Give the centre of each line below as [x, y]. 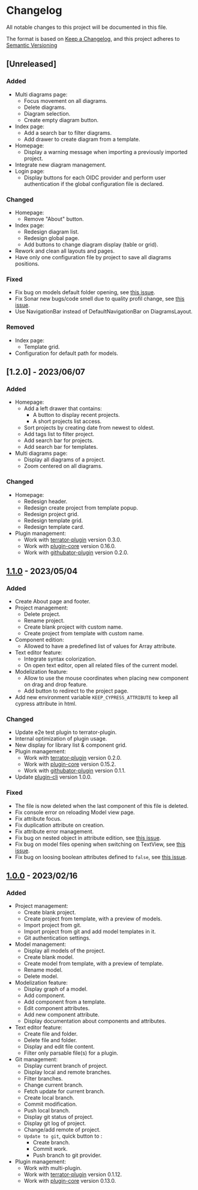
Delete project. [42, 614]
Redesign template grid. [53, 520]
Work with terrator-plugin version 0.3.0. [73, 540]
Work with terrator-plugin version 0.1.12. [73, 1174]
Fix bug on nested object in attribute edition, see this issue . [88, 837]
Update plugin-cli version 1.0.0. [53, 777]
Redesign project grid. [51, 514]
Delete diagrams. [45, 107]
